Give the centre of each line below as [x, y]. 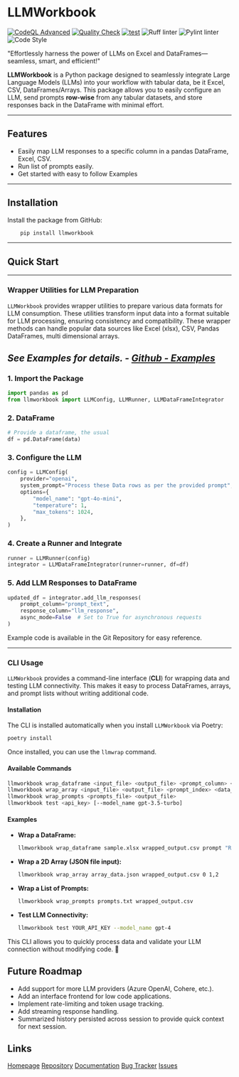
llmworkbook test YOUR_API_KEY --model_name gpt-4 [94, 928]
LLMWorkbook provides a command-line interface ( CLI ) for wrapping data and [118, 678]
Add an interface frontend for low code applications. [94, 996]
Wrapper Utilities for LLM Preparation [73, 290]
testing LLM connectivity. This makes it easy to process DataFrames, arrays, [119, 686]
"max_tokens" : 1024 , [63, 512]
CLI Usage [26, 663]
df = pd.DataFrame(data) [44, 439]
